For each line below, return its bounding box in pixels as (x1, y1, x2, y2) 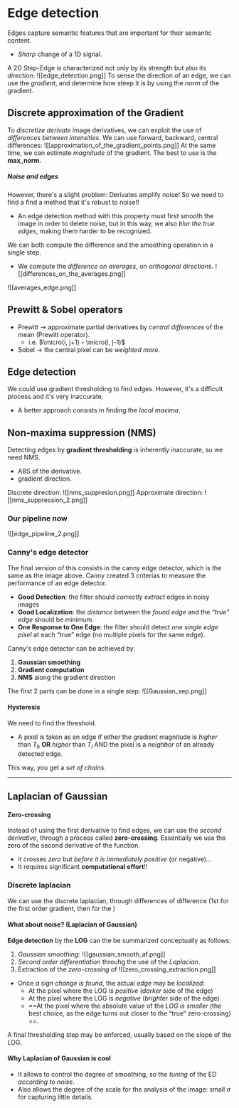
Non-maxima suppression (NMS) (7, 427, 156, 439)
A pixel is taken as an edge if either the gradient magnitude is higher (17, 733, 218, 741)
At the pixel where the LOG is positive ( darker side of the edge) (28, 986, 213, 995)
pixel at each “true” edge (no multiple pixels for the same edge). (17, 630, 206, 639)
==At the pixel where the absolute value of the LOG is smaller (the (28, 1001, 222, 1010)
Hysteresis (7, 703, 41, 712)
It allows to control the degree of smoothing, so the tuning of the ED (17, 1070, 217, 1079)
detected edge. (17, 749, 63, 758)
